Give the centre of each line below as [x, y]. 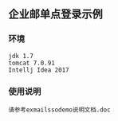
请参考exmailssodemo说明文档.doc [59, 110]
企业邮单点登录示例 [55, 14]
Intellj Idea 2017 [39, 70]
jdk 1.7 [21, 56]
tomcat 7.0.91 [32, 63]
